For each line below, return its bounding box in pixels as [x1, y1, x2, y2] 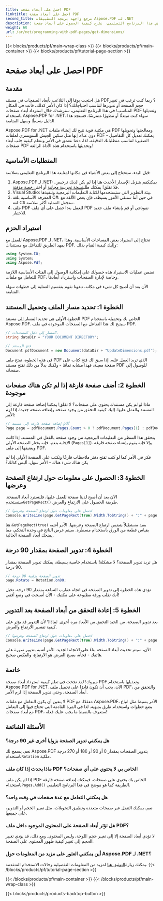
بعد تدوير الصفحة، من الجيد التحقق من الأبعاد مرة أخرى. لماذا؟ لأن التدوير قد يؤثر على [5, 619, 158, 625]
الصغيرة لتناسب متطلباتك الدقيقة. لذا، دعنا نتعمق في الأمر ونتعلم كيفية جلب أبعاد [5, 138, 149, 143]
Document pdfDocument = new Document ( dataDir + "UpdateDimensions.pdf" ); [5, 348, 158, 353]
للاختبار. [12, 209, 27, 216]
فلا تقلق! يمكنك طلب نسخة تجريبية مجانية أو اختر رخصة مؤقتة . [12, 184, 119, 190]
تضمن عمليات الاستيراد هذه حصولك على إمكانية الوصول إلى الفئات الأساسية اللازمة [5, 269, 154, 275]
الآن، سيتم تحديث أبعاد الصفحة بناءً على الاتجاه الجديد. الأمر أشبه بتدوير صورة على [5, 646, 151, 652]
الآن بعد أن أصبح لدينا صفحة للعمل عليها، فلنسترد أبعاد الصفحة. [5, 494, 118, 499]
